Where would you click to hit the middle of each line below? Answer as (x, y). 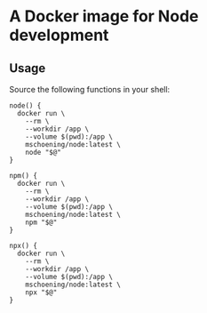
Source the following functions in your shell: (90, 89)
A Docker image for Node (104, 16)
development (59, 35)
